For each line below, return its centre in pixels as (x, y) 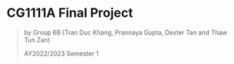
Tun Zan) (37, 39)
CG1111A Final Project (70, 13)
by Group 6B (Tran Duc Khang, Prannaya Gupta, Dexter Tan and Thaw (125, 32)
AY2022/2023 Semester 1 (61, 53)
